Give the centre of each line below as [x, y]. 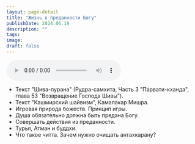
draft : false [23, 46]
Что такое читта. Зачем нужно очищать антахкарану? [86, 134]
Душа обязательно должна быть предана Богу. [77, 115]
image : [15, 40]
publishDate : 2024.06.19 [38, 23]
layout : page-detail [33, 12]
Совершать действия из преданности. [65, 121]
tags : [13, 35]
